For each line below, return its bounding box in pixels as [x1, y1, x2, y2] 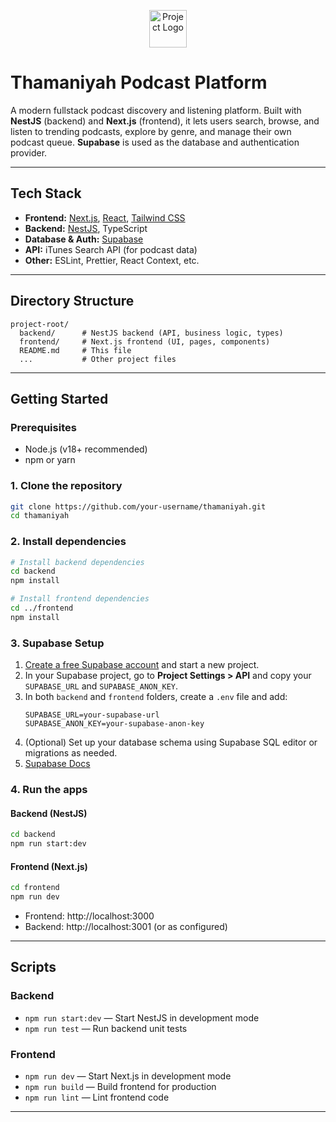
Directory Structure [10, 293, 135, 310]
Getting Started [10, 390, 109, 407]
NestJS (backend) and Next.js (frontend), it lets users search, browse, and [10, 115, 320, 127]
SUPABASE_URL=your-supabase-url [24, 710, 160, 720]
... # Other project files [19, 354, 177, 364]
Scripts [10, 959, 57, 976]
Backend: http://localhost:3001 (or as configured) [24, 920, 228, 932]
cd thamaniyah [10, 511, 70, 521]
